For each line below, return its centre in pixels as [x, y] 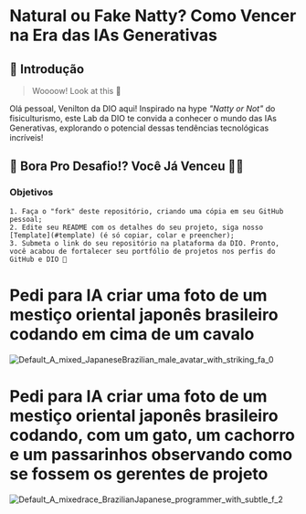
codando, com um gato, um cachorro [152, 435]
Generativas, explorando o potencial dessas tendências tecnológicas [139, 128]
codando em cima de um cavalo [132, 334]
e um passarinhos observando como [151, 454]
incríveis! [26, 137]
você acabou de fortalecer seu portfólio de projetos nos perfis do [142, 251]
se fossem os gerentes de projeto [139, 473]
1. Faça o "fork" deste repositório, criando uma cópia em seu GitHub [147, 211]
